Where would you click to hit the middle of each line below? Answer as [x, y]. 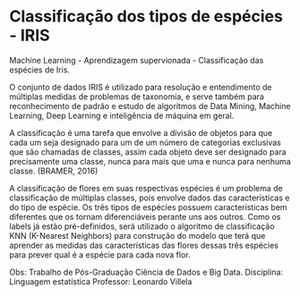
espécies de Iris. [39, 70]
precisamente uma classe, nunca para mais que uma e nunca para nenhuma [150, 161]
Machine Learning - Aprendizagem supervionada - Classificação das [137, 60]
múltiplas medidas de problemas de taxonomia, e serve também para [137, 97]
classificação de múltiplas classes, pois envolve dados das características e [150, 198]
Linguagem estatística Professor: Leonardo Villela [101, 281]
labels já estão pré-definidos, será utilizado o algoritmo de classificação [142, 226]
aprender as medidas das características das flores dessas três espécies [144, 245]
